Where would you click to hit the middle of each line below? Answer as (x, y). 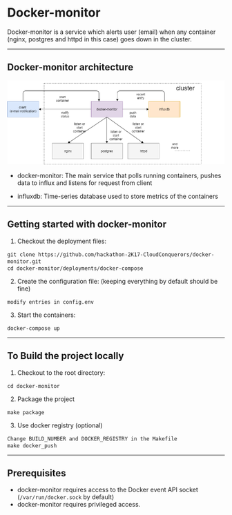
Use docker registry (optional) (60, 425)
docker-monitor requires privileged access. (79, 505)
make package (26, 412)
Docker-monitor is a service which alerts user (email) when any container (112, 32)
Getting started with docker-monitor (87, 225)
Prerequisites (37, 473)
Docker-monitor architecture (70, 67)
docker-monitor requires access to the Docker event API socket (108, 490)
